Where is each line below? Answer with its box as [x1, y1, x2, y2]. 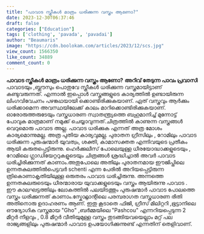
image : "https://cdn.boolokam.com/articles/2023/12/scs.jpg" [6, 43, 165, 49]
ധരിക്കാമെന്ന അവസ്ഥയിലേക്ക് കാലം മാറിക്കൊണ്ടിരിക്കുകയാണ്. [6, 104, 166, 111]
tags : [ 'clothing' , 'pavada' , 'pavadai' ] [6, 32, 113, 38]
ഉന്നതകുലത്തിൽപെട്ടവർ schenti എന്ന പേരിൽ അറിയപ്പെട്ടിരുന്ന [6, 165, 165, 173]
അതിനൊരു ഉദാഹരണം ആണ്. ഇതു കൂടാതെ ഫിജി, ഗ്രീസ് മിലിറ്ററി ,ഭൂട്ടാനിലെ [6, 199, 196, 207]
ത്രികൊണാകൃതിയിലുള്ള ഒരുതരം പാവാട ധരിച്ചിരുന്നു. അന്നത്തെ [6, 172, 164, 179]
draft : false [6, 20, 39, 26]
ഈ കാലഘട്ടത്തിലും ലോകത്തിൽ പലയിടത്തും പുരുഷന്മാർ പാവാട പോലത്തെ [6, 186, 195, 193]
